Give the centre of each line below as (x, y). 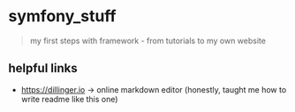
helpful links (43, 68)
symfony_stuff (62, 16)
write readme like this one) (69, 99)
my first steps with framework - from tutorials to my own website (148, 41)
